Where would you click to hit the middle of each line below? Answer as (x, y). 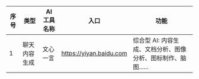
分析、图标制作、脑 (160, 58)
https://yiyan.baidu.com (94, 53)
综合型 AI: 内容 (153, 40)
